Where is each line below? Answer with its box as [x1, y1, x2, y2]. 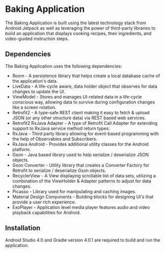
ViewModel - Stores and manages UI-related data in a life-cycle [12, 94, 142, 100]
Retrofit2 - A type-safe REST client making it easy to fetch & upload [12, 109, 150, 115]
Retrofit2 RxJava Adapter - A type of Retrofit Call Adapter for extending [12, 120, 158, 126]
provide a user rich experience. [12, 199, 76, 205]
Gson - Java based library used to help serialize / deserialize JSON [12, 152, 149, 157]
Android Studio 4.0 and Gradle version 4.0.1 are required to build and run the [5, 237, 161, 243]
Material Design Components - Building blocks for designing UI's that [12, 194, 154, 200]
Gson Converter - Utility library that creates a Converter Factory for [12, 162, 150, 168]
